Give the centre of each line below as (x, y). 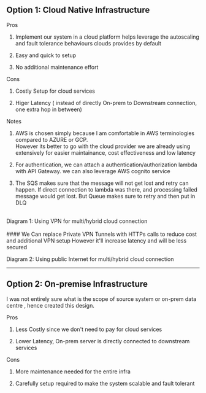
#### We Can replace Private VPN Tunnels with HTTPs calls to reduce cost (102, 234)
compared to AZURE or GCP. (51, 139)
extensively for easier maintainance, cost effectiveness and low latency (105, 152)
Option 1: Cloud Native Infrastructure (78, 10)
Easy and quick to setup (46, 55)
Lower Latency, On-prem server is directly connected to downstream (102, 341)
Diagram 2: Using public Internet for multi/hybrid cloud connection (90, 259)
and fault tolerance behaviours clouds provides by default (88, 43)
